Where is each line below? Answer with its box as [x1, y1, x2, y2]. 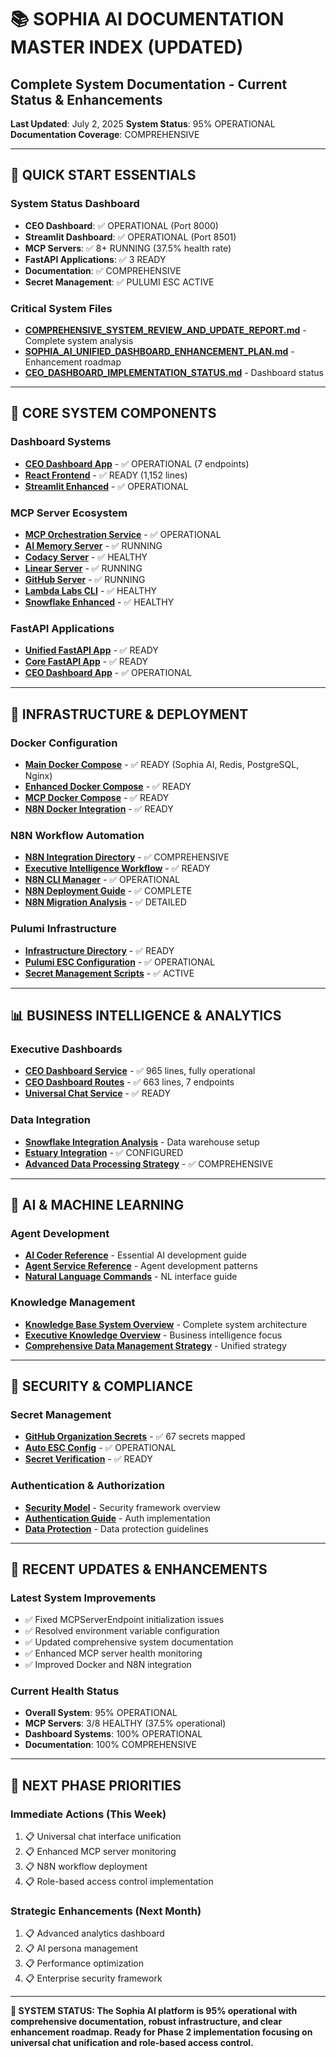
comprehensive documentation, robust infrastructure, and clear [10, 2016, 283, 2028]
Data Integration [10, 1113, 92, 1127]
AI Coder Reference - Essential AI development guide [24, 1249, 247, 1261]
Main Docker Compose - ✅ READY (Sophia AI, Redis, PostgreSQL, [24, 758, 300, 770]
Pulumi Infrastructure [10, 922, 117, 936]
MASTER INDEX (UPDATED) [10, 36, 244, 59]
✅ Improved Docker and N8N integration [24, 1659, 192, 1671]
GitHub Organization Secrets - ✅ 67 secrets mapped [24, 1431, 246, 1443]
